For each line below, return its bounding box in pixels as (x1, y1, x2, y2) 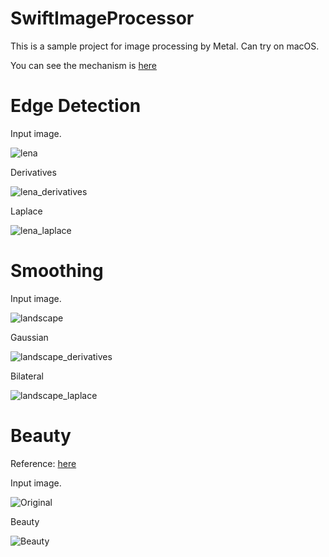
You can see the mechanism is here (10, 59, 158, 71)
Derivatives (10, 166, 57, 178)
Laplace (10, 205, 43, 217)
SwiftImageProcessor (10, 7, 195, 30)
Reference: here (10, 457, 77, 469)
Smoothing (10, 260, 104, 282)
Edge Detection (10, 95, 142, 117)
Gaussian (10, 331, 49, 343)
